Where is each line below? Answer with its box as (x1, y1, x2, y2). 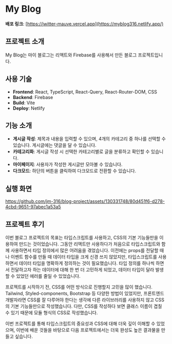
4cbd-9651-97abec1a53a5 (5, 204, 61, 210)
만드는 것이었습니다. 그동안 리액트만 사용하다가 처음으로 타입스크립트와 (18, 241, 161, 247)
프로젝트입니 (138, 52, 163, 58)
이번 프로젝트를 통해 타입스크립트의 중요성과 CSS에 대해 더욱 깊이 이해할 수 (5, 320, 156, 327)
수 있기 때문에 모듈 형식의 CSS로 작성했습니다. (5, 310, 98, 316)
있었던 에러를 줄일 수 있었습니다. (16, 273, 81, 279)
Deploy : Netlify (12, 105, 45, 111)
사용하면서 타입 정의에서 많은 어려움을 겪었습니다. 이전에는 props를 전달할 (10, 247, 159, 253)
